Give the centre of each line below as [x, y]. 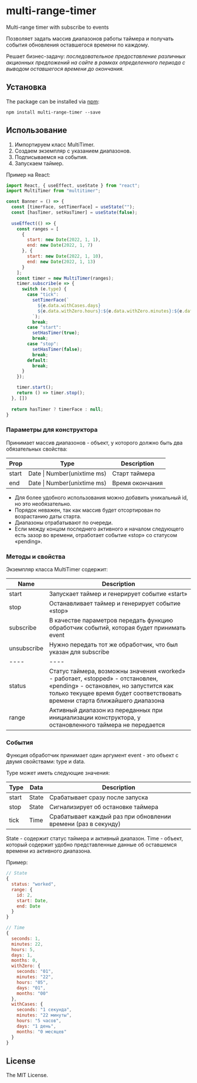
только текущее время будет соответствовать [115, 693]
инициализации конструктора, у [95, 718]
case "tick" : [43, 295]
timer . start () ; [35, 388]
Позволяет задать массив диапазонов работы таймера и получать [90, 38]
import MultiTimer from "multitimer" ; [53, 191]
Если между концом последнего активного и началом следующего [99, 529]
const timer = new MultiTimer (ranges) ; [65, 278]
